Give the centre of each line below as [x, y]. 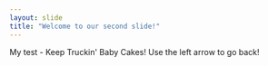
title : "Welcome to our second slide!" [85, 26]
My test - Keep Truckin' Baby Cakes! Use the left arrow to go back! [135, 52]
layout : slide [36, 18]
